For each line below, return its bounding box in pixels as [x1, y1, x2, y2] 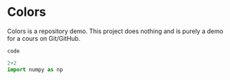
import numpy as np [7, 66, 64, 73]
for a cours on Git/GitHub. [7, 34, 81, 42]
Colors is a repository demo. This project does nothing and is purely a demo [7, 27, 224, 35]
